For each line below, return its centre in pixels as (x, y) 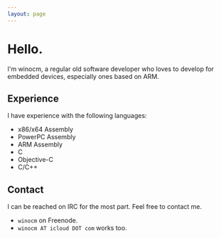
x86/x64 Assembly (45, 129)
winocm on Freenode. (48, 220)
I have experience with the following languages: (77, 116)
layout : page (27, 14)
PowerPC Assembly (47, 137)
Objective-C (36, 160)
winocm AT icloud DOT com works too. (72, 228)
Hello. (25, 49)
